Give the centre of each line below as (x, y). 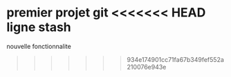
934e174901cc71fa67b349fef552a (175, 59)
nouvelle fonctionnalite (39, 46)
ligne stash (39, 27)
